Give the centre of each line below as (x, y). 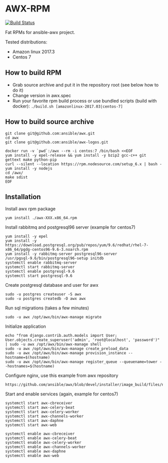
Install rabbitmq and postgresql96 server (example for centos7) (70, 227)
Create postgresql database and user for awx (52, 285)
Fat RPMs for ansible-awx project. (40, 32)
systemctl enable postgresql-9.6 (40, 272)
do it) (18, 90)
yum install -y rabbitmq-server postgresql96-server (61, 254)
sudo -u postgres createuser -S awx (43, 294)
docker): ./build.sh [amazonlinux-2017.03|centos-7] (68, 106)
